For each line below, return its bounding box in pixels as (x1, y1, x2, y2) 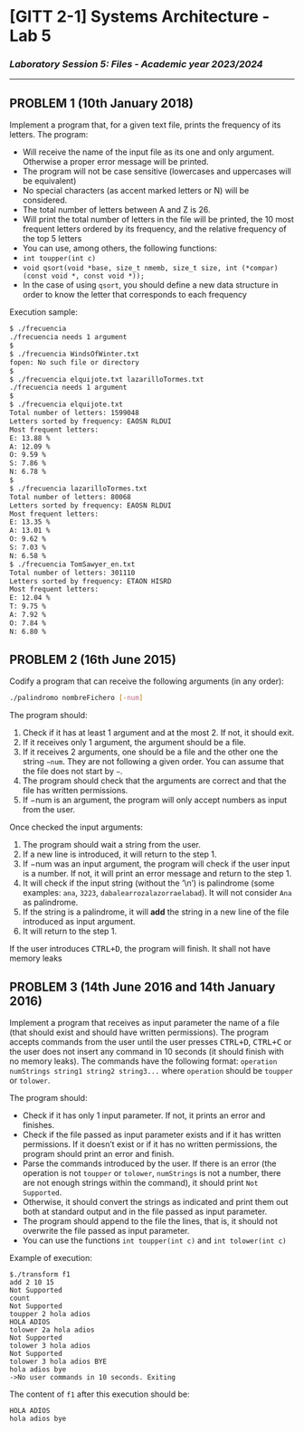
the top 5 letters (22, 233, 82, 244)
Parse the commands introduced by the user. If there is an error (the (22, 1158, 277, 1169)
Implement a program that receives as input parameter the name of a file (9, 1018, 280, 1029)
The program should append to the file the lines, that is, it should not (22, 1216, 279, 1227)
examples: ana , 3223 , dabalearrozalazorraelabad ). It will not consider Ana (22, 887, 292, 898)
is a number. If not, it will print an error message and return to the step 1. (22, 868, 292, 879)
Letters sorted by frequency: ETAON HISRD (9, 576, 172, 585)
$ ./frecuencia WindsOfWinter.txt (9, 349, 140, 358)
